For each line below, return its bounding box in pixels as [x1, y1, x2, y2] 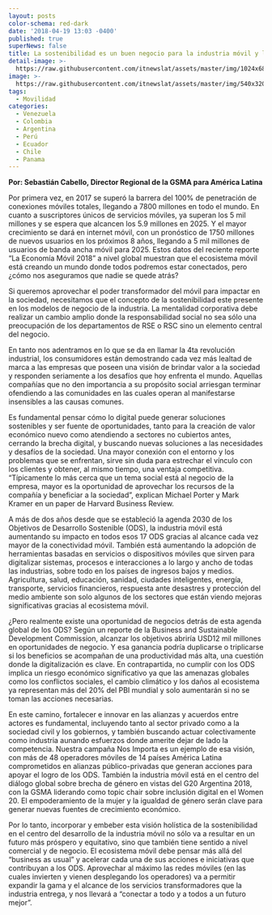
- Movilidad [15, 95, 57, 103]
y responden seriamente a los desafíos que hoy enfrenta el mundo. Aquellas [8, 371, 263, 381]
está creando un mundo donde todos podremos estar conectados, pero [8, 262, 248, 272]
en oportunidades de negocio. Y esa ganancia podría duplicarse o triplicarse [8, 642, 264, 652]
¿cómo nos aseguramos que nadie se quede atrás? [8, 271, 179, 281]
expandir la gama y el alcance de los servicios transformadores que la [8, 881, 243, 891]
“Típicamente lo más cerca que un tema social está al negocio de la [8, 473, 234, 483]
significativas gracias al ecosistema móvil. [8, 601, 149, 611]
